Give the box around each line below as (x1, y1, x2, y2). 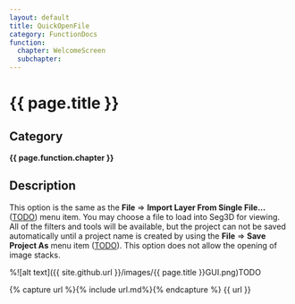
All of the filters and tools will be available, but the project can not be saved (9, 221, 286, 232)
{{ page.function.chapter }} (9, 153, 114, 163)
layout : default (9, 13, 70, 22)
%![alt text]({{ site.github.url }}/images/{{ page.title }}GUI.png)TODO (9, 266, 262, 277)
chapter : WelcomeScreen (17, 46, 105, 55)
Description (9, 178, 76, 193)
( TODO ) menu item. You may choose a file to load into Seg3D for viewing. (9, 211, 280, 222)
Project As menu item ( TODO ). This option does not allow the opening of (9, 240, 277, 250)
